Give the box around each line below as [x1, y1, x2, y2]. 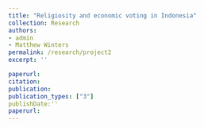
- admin [8, 33, 34, 42]
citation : [8, 77, 41, 86]
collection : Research [8, 19, 80, 27]
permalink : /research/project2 [8, 48, 112, 56]
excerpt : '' [8, 56, 48, 64]
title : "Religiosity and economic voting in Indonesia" [8, 11, 197, 20]
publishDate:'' [8, 100, 59, 108]
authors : [8, 26, 37, 34]
